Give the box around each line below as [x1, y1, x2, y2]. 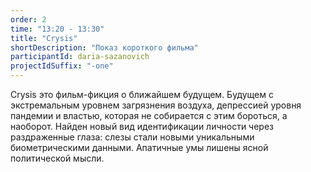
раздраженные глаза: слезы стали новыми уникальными [10, 131, 255, 143]
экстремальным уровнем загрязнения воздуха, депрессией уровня [10, 99, 302, 111]
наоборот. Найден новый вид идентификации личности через [10, 121, 275, 132]
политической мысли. [10, 152, 105, 164]
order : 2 [10, 14, 47, 25]
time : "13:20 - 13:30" [10, 24, 105, 34]
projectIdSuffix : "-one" [10, 61, 114, 71]
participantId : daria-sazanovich [10, 52, 150, 62]
